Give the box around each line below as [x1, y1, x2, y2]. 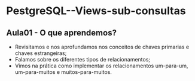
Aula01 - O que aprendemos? [6, 28, 117, 38]
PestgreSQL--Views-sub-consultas [6, 4, 187, 18]
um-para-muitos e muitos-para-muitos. [14, 69, 112, 75]
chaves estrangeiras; [14, 50, 67, 57]
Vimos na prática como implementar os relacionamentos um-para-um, [14, 62, 188, 69]
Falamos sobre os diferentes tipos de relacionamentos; [14, 56, 151, 63]
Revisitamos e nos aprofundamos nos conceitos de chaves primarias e [14, 43, 190, 50]
